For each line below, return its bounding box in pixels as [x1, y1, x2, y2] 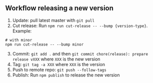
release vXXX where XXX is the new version [12, 56, 100, 62]
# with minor [5, 37, 32, 42]
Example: [12, 27, 32, 34]
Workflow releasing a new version [5, 4, 114, 12]
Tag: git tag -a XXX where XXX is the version [12, 61, 105, 67]
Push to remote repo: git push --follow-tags [12, 66, 106, 72]
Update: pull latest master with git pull [12, 17, 95, 23]
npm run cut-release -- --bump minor [5, 42, 84, 47]
